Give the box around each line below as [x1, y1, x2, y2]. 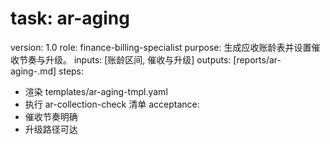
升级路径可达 [24, 123, 78, 135]
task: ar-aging [10, 7, 130, 30]
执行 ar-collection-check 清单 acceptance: [24, 98, 200, 110]
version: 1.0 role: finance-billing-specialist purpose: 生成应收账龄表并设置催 [10, 41, 321, 53]
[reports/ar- [233, 53, 282, 66]
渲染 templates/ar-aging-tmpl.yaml [24, 85, 168, 97]
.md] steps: [37, 65, 85, 77]
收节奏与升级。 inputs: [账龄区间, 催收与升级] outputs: [10, 53, 232, 66]
